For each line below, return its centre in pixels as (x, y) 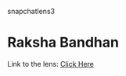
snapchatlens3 (31, 11)
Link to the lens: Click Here (51, 64)
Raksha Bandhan (63, 43)
